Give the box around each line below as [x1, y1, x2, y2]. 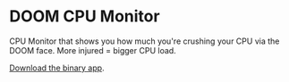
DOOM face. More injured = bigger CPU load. [9, 45, 176, 55]
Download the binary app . [9, 62, 105, 73]
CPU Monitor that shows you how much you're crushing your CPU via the [9, 36, 280, 46]
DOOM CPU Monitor [9, 6, 160, 27]
